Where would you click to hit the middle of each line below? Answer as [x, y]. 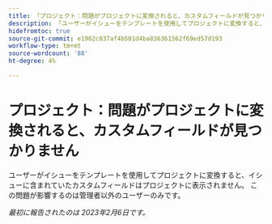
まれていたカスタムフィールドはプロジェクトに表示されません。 [142, 185]
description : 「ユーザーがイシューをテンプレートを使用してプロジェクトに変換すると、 [137, 23]
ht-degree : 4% [32, 61]
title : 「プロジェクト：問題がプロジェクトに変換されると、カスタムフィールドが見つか [135, 16]
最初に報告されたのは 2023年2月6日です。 [79, 212]
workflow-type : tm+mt [45, 46]
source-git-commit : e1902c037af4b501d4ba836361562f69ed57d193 [115, 38]
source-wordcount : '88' [49, 53]
